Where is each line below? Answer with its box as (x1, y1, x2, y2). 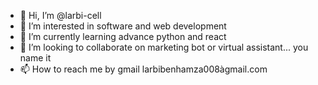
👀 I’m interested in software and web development (19, 20, 227, 32)
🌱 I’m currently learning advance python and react (19, 31, 227, 42)
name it (19, 52, 52, 64)
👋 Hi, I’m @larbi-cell (19, 10, 102, 21)
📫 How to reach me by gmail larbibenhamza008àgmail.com (19, 63, 268, 75)
